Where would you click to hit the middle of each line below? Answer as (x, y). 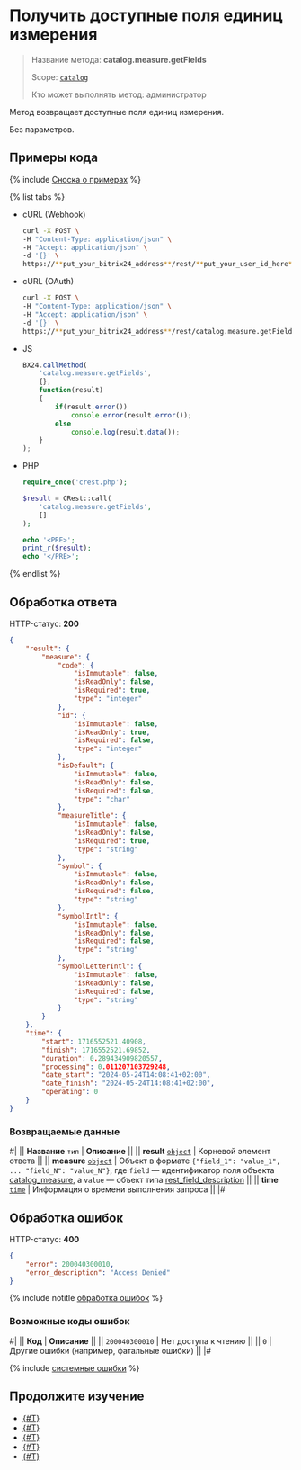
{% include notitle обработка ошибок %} (86, 1298)
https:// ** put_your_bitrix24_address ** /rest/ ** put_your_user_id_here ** (159, 264)
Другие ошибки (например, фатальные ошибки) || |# (111, 1350)
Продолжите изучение (77, 1397)
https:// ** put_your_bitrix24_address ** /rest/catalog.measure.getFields (159, 331)
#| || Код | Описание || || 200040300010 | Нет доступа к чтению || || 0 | (141, 1340)
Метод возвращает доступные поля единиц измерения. (117, 112)
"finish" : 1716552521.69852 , (96, 1050)
